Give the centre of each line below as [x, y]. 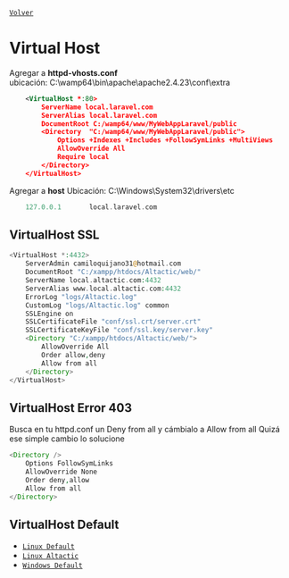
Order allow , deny [73, 355]
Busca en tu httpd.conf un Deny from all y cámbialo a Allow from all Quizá [145, 430]
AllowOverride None [62, 472]
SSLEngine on [50, 314]
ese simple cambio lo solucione [67, 439]
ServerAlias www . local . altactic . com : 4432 [103, 289]
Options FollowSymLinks [70, 464]
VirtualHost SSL [54, 235]
